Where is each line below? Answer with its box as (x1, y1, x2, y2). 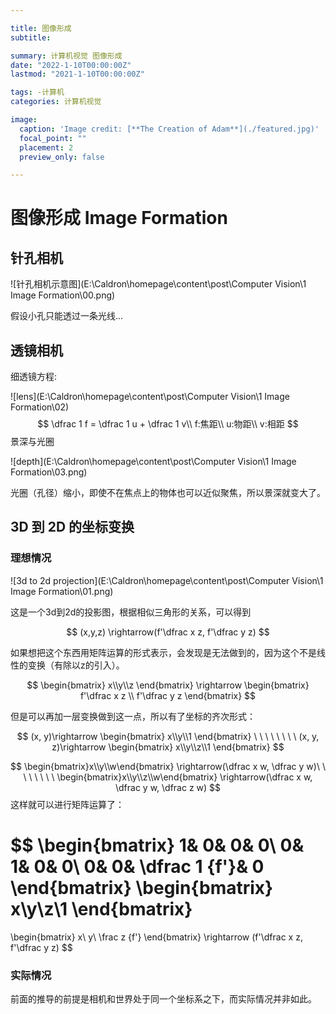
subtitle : (10, 32, 52, 43)
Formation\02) (10, 401, 70, 413)
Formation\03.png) (10, 466, 88, 478)
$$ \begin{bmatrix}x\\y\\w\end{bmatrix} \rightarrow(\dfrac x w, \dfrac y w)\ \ (10, 760, 326, 772)
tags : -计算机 (10, 87, 65, 98)
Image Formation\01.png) (10, 585, 114, 597)
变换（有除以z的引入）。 (27, 659, 125, 671)
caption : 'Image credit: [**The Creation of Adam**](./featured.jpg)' (19, 124, 320, 134)
